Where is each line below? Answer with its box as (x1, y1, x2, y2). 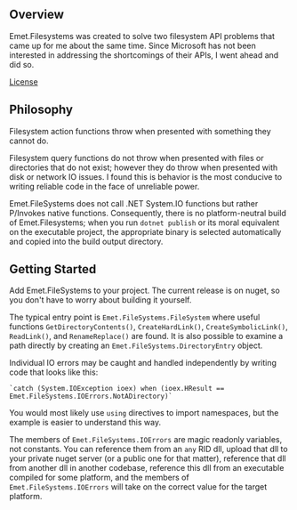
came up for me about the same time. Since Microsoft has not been (9, 40, 256, 51)
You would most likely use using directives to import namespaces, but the (9, 408, 279, 418)
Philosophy (9, 102, 74, 117)
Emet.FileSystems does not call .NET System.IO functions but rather (9, 198, 259, 208)
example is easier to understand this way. (9, 417, 162, 428)
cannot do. (9, 135, 49, 146)
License (9, 76, 38, 87)
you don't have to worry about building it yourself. (9, 295, 192, 305)
